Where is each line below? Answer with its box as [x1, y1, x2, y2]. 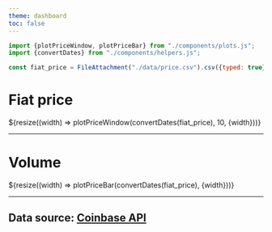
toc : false [8, 19, 45, 27]
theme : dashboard [8, 11, 67, 20]
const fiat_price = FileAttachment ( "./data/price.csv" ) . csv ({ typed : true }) [8, 64, 270, 72]
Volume [8, 154, 62, 172]
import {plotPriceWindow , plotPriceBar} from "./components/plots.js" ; [8, 41, 255, 49]
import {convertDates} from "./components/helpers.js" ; [8, 49, 201, 57]
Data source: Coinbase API [8, 211, 147, 225]
